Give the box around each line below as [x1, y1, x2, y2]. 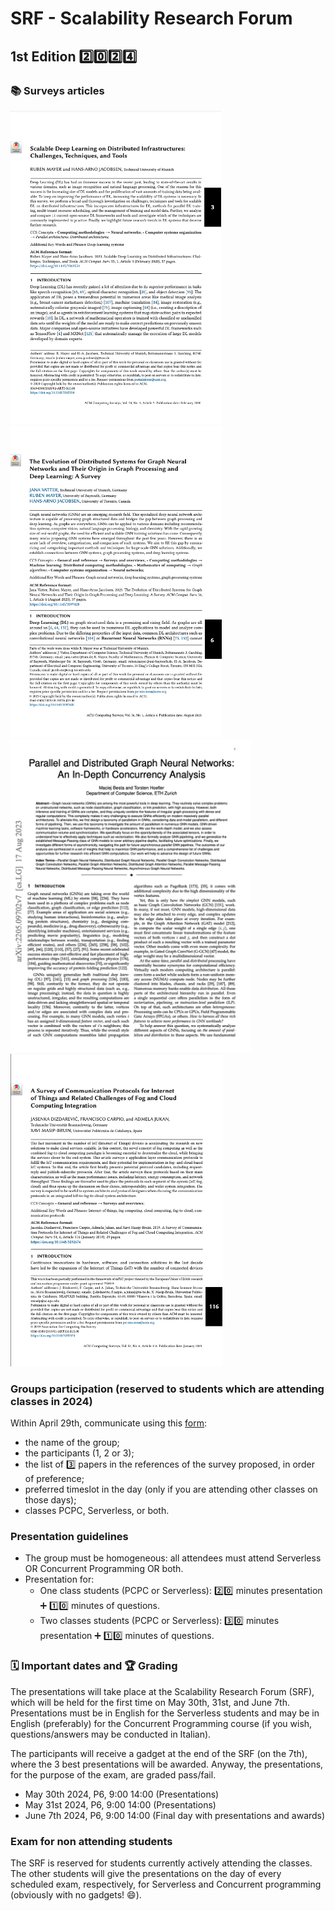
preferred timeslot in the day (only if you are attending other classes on [24, 1483, 318, 1496]
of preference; [24, 1473, 85, 1485]
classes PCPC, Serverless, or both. [24, 1505, 170, 1517]
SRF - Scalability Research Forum [10, 7, 293, 30]
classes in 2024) [10, 1394, 93, 1408]
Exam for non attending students [10, 1834, 173, 1848]
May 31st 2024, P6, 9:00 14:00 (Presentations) [24, 1798, 217, 1811]
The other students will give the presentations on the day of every [10, 1868, 282, 1880]
